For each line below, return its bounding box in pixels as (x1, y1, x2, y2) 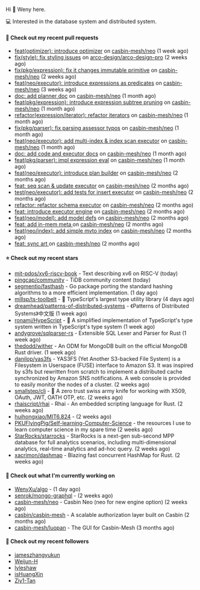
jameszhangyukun (14, 551, 60, 559)
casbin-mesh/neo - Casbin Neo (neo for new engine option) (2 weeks (14, 498, 188, 505)
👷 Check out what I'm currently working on (5, 472, 115, 479)
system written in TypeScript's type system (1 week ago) (14, 323, 155, 331)
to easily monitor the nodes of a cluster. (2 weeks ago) (14, 381, 150, 388)
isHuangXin (14, 570, 43, 577)
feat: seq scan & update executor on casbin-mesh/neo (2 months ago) (14, 182, 189, 190)
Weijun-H (14, 557, 39, 565)
